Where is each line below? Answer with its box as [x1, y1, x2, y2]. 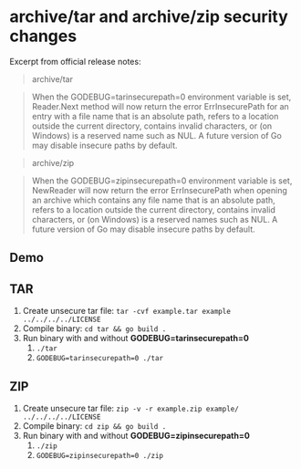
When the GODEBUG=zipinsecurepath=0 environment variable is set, [31, 175, 293, 186]
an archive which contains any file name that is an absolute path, [31, 194, 275, 205]
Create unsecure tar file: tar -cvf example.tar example [22, 306, 231, 317]
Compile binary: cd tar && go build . [22, 323, 167, 334]
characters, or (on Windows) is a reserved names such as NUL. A [31, 214, 278, 224]
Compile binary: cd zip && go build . [22, 420, 167, 431]
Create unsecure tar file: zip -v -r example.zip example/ [22, 402, 239, 413]
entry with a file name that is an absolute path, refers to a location [31, 110, 279, 121]
